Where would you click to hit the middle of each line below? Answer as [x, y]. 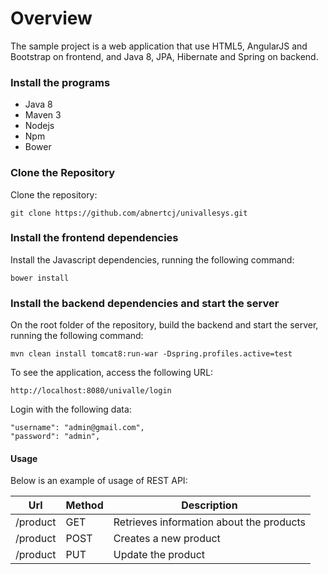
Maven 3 [43, 115]
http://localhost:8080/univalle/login [91, 391]
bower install [40, 278]
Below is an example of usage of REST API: [99, 481]
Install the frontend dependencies [94, 238]
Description [209, 505]
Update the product [159, 555]
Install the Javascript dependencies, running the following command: [152, 259]
